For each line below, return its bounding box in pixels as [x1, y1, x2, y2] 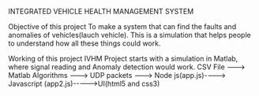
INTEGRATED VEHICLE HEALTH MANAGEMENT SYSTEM [8, 7, 194, 16]
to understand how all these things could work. [8, 39, 161, 48]
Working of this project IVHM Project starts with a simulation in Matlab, [8, 54, 238, 63]
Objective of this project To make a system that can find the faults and [8, 22, 237, 31]
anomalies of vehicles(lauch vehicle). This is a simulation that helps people [8, 31, 251, 39]
